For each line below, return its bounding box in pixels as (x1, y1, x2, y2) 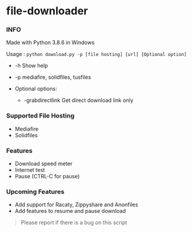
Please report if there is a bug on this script (20, 219, 128, 226)
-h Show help (14, 62, 48, 69)
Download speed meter (14, 160, 73, 168)
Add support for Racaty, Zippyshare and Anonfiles (14, 201, 138, 208)
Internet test (14, 166, 45, 174)
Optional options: (14, 85, 57, 92)
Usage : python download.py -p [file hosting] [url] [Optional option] (6, 51, 187, 58)
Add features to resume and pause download (14, 208, 126, 215)
